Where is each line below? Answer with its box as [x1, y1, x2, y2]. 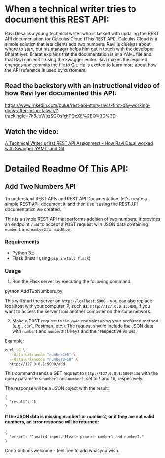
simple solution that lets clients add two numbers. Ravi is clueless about [5, 41, 151, 46]
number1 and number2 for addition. [5, 226, 72, 232]
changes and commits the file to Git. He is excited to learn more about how [5, 62, 157, 68]
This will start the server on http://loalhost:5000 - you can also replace [5, 298, 153, 304]
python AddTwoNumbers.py [5, 288, 63, 294]
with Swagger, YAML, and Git [5, 145, 65, 151]
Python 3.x [12, 250, 34, 256]
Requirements [5, 238, 40, 245]
